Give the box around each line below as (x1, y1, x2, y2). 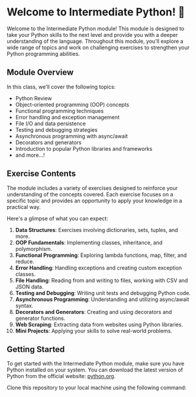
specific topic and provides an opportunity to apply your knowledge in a (7, 197, 182, 204)
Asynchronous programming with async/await (15, 132, 128, 139)
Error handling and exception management (15, 113, 120, 120)
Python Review (15, 94, 52, 101)
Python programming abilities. (7, 50, 81, 57)
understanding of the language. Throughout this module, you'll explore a (7, 37, 184, 45)
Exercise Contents (7, 169, 76, 179)
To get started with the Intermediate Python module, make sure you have (7, 360, 185, 367)
